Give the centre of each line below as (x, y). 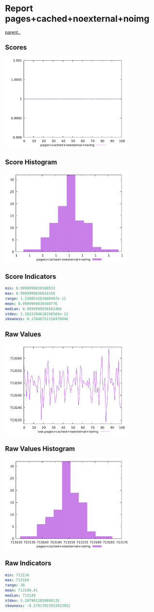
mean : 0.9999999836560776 (31, 304)
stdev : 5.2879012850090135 (32, 600)
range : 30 (15, 585)
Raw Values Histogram (40, 449)
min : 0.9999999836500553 (30, 289)
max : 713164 (17, 580)
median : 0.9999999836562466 (34, 309)
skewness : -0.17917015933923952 (38, 606)
